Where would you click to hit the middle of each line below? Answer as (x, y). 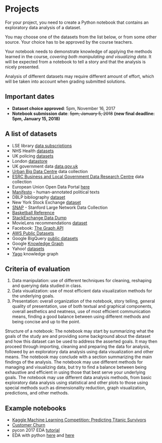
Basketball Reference (33, 212)
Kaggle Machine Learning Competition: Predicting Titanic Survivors (79, 420)
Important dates (30, 97)
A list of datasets (31, 134)
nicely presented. (22, 67)
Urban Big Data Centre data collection (50, 171)
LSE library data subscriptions (42, 145)
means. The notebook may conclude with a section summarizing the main (79, 357)
